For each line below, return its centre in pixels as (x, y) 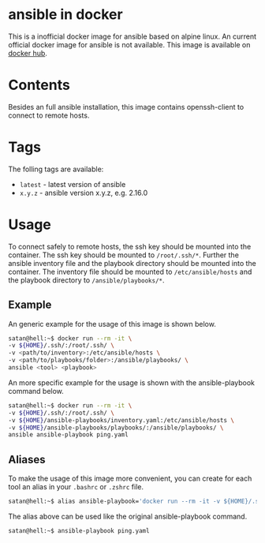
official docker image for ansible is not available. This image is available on (129, 44)
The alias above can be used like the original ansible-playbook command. (128, 516)
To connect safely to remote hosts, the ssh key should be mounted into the (130, 246)
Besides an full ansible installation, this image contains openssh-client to (126, 107)
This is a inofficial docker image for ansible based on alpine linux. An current (132, 36)
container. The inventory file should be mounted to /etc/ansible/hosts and (130, 271)
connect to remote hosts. (49, 115)
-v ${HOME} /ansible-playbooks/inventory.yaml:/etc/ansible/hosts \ (121, 420)
